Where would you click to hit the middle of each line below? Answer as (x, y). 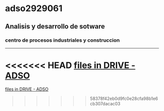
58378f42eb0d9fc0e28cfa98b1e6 (124, 98)
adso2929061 (34, 8)
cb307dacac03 (105, 103)
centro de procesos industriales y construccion (62, 40)
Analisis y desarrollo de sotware (55, 26)
